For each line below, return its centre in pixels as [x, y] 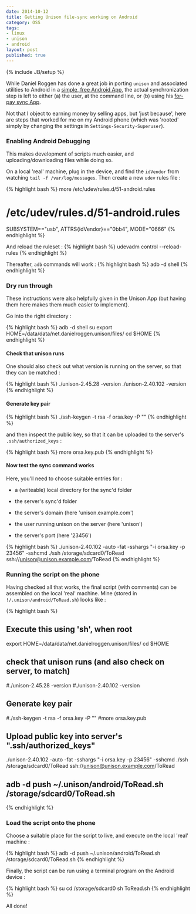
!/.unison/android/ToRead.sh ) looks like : [56, 600]
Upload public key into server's [64, 736]
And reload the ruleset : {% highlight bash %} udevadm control [82, 247]
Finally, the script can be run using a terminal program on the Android [90, 871]
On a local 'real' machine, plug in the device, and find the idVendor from [93, 171]
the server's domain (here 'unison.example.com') [74, 512]
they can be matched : [33, 373]
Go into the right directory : [39, 316]
